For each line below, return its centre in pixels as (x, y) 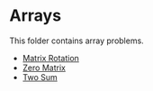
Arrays (35, 16)
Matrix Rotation (50, 58)
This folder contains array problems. (76, 41)
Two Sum (40, 77)
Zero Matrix (44, 68)
